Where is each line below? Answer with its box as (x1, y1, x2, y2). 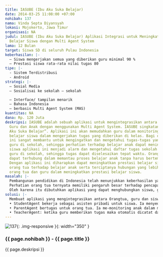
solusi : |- (5, 192, 27, 197)
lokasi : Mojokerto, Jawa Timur (5, 25, 68, 30)
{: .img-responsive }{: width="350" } (16, 223, 90, 229)
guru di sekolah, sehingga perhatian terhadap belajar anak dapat (9, 142, 147, 147)
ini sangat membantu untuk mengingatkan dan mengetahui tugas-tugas (9, 138, 151, 143)
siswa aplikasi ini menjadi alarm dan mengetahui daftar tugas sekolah (9, 147, 158, 152)
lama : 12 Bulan (5, 43, 36, 48)
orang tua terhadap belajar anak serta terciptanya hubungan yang (9, 165, 147, 170)
